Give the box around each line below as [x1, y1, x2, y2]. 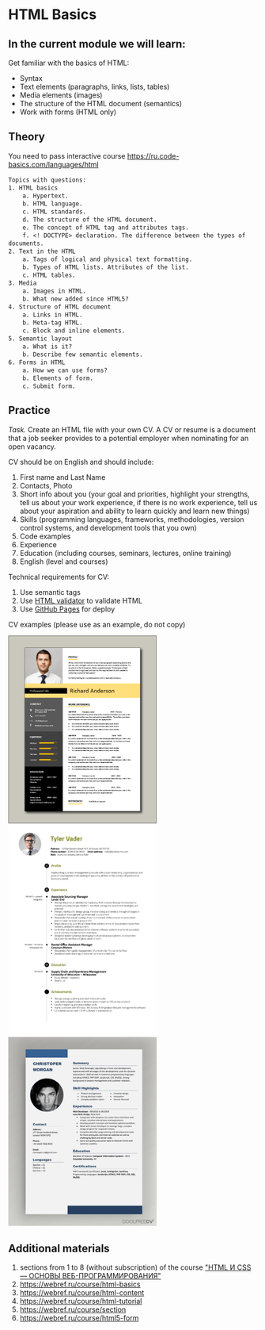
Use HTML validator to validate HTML [19, 596, 142, 605]
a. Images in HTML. [22, 287, 87, 295]
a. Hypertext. [22, 192, 69, 200]
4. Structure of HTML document [8, 303, 112, 311]
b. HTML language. [22, 200, 83, 208]
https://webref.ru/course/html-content [19, 1288, 145, 1297]
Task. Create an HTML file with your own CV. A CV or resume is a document [8, 424, 256, 434]
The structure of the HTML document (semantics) [19, 99, 183, 108]
